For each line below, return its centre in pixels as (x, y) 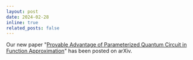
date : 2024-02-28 (28, 17)
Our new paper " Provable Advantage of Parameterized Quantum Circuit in (96, 45)
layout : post (22, 11)
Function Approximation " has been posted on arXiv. (69, 51)
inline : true (22, 22)
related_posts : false (33, 28)
